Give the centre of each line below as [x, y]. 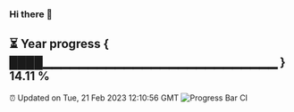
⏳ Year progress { [59, 44]
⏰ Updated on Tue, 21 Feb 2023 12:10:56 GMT [94, 98]
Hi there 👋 [31, 14]
